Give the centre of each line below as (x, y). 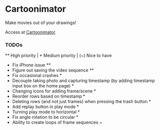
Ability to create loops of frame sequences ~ (57, 122)
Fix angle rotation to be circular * (45, 117)
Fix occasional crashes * (37, 76)
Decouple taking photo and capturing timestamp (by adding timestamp (83, 81)
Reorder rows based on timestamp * (49, 96)
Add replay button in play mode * (46, 107)
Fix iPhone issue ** (31, 65)
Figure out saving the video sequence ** (53, 70)
